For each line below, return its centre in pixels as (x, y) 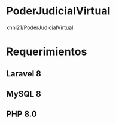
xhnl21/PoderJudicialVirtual (40, 27)
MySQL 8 (24, 94)
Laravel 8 (24, 74)
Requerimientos (47, 52)
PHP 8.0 (22, 114)
